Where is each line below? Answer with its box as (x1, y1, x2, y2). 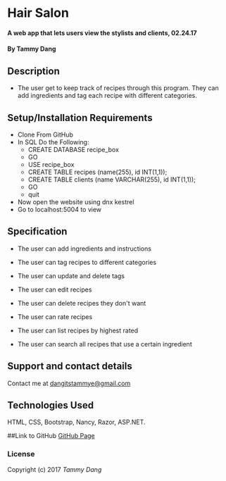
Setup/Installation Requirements (7, 111, 153, 124)
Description (7, 65, 60, 77)
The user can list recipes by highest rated (17, 326, 139, 335)
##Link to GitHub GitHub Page (7, 432, 95, 440)
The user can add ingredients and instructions (17, 244, 151, 253)
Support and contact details (7, 361, 132, 373)
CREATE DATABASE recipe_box (27, 146, 120, 154)
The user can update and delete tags (17, 271, 125, 280)
